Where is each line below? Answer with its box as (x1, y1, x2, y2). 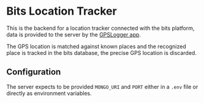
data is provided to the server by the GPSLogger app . (6, 30, 141, 38)
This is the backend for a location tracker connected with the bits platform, (6, 24, 195, 32)
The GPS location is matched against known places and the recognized (6, 43, 186, 50)
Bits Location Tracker (6, 4, 118, 18)
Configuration (6, 67, 61, 77)
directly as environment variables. (6, 90, 92, 97)
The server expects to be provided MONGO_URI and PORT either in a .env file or (6, 83, 198, 90)
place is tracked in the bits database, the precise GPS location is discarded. (6, 49, 197, 56)
